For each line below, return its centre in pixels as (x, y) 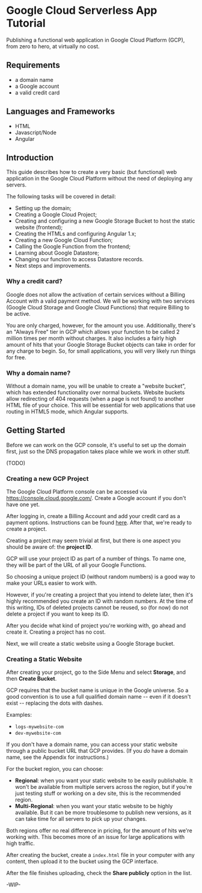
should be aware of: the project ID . (50, 547)
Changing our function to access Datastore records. (79, 259)
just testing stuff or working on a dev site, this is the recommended (98, 793)
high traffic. (20, 844)
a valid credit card (37, 92)
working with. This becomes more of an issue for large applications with (96, 837)
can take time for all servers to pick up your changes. (81, 819)
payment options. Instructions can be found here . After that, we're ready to (99, 523)
